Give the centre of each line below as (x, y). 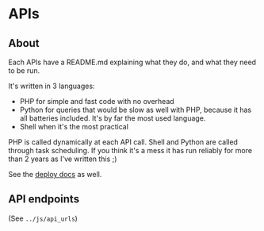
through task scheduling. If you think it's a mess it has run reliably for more (130, 150)
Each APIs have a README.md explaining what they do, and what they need (132, 62)
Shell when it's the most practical (74, 127)
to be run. (24, 71)
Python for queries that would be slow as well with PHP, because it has (136, 110)
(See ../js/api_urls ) (43, 218)
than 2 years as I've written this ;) (63, 159)
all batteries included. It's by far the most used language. (113, 118)
